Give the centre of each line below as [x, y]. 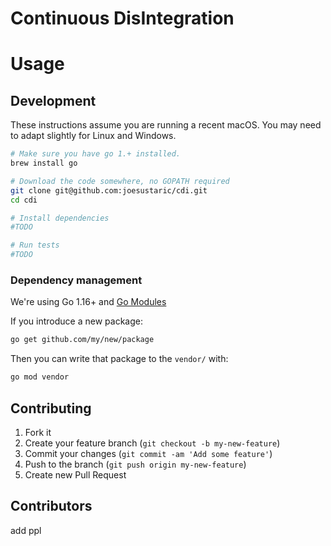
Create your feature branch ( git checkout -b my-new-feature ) [152, 443]
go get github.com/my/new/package [82, 340]
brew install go [44, 163]
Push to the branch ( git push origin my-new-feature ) [135, 464]
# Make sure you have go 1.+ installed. [96, 154]
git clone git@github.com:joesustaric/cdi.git [109, 190]
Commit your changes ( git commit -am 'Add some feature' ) [148, 453]
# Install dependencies [60, 218]
